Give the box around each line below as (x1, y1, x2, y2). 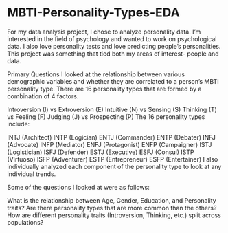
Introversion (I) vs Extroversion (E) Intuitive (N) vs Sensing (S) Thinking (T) (7, 105, 218, 113)
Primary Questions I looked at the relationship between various (7, 70, 185, 78)
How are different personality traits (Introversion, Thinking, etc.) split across (7, 211, 221, 219)
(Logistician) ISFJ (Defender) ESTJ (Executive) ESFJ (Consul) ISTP (7, 148, 194, 156)
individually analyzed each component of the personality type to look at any (7, 162, 222, 170)
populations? (7, 218, 44, 226)
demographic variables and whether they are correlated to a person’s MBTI (7, 77, 219, 85)
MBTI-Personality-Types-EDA (7, 5, 180, 21)
